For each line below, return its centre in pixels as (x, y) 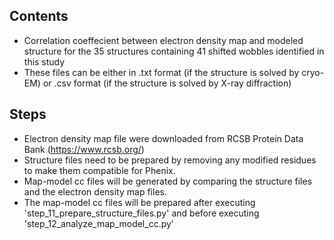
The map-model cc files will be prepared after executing (139, 202)
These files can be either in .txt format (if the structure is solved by (161, 72)
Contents (39, 16)
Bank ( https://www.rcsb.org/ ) (84, 149)
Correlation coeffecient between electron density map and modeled (163, 40)
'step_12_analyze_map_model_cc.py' (99, 223)
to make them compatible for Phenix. (99, 170)
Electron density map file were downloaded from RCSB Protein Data (163, 138)
